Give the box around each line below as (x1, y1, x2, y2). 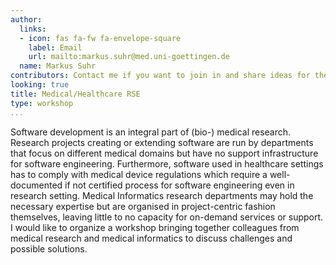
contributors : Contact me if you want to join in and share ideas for (10, 71, 311, 81)
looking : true (10, 80, 70, 90)
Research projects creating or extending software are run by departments (10, 136, 314, 148)
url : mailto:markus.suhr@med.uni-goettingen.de (28, 52, 230, 62)
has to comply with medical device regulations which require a (10, 168, 268, 180)
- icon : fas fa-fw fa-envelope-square (19, 33, 182, 43)
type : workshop (10, 98, 74, 108)
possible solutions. (10, 242, 88, 255)
